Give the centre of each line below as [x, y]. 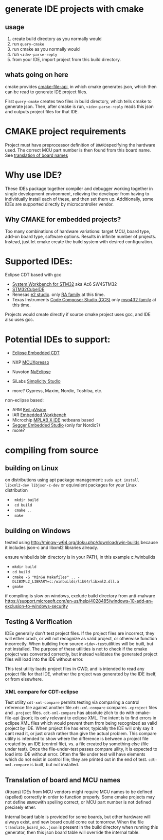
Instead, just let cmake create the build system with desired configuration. [79, 241]
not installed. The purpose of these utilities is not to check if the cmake [76, 649]
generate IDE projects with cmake [74, 9]
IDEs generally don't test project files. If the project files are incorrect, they [80, 633]
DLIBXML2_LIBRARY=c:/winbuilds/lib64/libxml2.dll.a [65, 582]
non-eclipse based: [25, 400]
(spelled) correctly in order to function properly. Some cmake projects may [80, 797]
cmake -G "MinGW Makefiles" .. [44, 577]
